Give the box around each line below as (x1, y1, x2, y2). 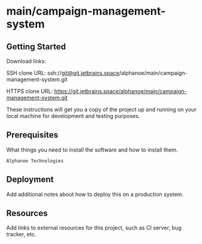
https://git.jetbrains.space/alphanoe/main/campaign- (54, 88, 187, 95)
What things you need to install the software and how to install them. (6, 146, 178, 153)
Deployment (6, 175, 54, 185)
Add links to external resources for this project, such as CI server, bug (6, 224, 182, 232)
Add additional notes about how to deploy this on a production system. (6, 190, 184, 198)
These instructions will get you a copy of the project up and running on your (6, 106, 197, 113)
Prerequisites (6, 130, 58, 141)
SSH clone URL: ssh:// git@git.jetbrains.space (6, 69, 120, 77)
